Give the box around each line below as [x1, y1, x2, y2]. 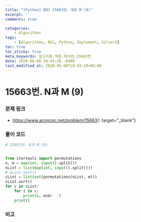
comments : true [5, 17, 37, 22]
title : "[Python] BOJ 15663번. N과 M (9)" [5, 7, 93, 13]
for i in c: [14, 189, 39, 194]
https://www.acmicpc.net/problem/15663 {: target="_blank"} [12, 117, 136, 123]
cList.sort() [5, 179, 32, 184]
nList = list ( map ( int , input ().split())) [5, 165, 93, 170]
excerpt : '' [5, 12, 30, 17]
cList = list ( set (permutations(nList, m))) [5, 174, 97, 180]
